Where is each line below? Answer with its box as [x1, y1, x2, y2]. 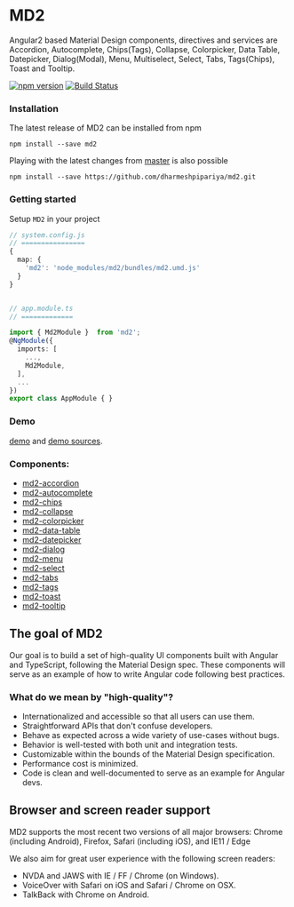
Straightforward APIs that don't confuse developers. [21, 720, 213, 731]
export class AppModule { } [9, 394, 114, 403]
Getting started [9, 193, 77, 205]
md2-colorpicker [21, 515, 84, 526]
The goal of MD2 [9, 626, 103, 641]
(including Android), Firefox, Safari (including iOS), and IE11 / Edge [9, 836, 251, 847]
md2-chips [21, 497, 63, 507]
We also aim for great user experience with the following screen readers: [9, 853, 275, 863]
